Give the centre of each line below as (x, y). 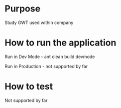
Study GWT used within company (39, 22)
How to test (29, 87)
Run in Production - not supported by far (46, 66)
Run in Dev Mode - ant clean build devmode (50, 56)
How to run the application (60, 43)
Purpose (23, 9)
